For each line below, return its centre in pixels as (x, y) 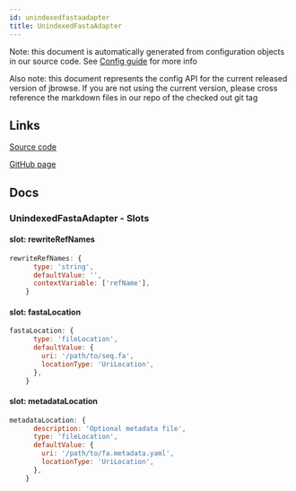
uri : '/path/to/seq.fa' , (88, 356)
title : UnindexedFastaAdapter (66, 26)
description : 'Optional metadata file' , (109, 428)
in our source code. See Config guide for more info (103, 61)
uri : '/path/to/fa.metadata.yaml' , (108, 453)
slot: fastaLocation (45, 312)
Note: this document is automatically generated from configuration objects (147, 51)
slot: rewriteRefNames (52, 239)
